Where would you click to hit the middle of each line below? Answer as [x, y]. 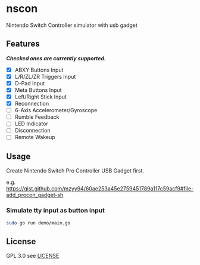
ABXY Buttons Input [39, 70]
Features [23, 44]
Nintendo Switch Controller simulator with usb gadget [72, 25]
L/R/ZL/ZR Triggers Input [45, 76]
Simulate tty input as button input [56, 211]
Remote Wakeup [35, 137]
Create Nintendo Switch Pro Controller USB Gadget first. [75, 171]
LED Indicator [32, 124]
